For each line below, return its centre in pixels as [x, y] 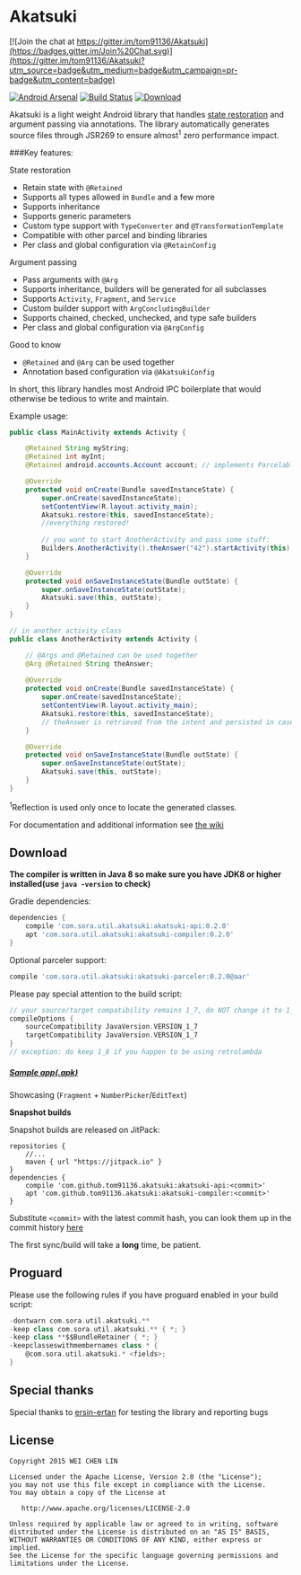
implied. [26, 1547]
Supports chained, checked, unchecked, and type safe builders [139, 317]
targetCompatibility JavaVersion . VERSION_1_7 [112, 1035]
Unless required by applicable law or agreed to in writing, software [144, 1524]
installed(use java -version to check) [80, 884]
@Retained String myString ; [77, 448]
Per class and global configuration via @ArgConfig [113, 327]
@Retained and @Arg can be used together [98, 362]
